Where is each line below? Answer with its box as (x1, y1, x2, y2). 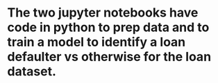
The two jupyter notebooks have (7, 5, 199, 21)
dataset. (7, 64, 57, 80)
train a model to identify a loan (7, 35, 186, 50)
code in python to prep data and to (7, 19, 210, 35)
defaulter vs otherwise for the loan (7, 49, 212, 65)
